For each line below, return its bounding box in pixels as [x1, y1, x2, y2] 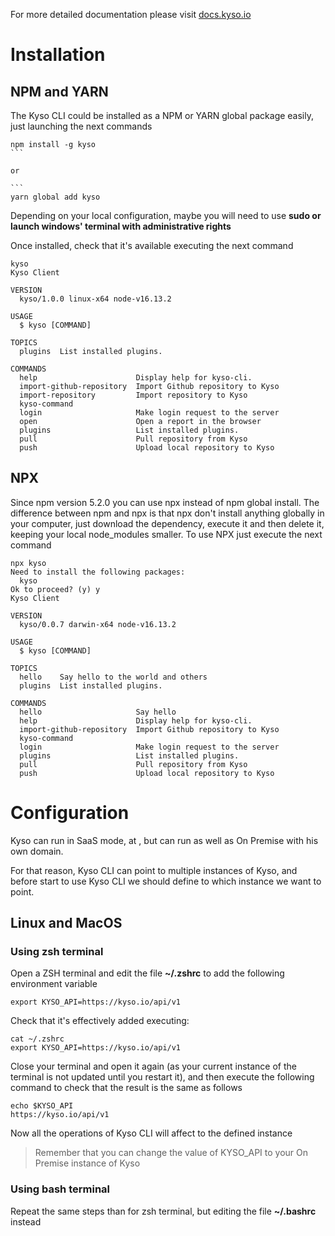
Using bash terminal [10, 1182, 110, 1196]
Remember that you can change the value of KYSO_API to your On [34, 1147, 308, 1159]
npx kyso [10, 558, 47, 568]
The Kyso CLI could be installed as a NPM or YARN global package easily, [10, 110, 314, 121]
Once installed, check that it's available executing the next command [10, 240, 294, 251]
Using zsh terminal [10, 945, 104, 959]
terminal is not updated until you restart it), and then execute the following [10, 1071, 315, 1083]
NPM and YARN [10, 83, 109, 100]
